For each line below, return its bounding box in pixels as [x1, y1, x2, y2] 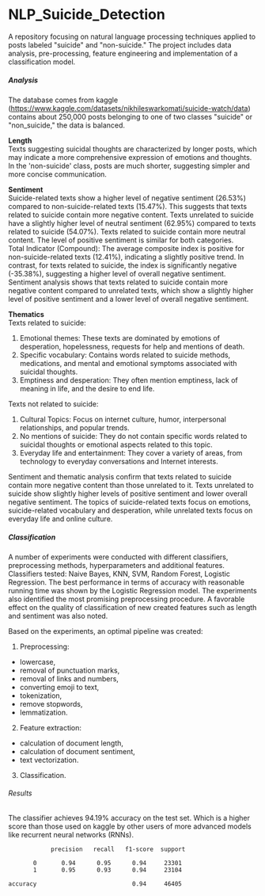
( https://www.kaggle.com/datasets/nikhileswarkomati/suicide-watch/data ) [8, 103, 251, 112]
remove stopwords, [19, 699, 83, 708]
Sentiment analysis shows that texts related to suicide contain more [8, 277, 228, 287]
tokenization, [19, 691, 62, 700]
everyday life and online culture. [8, 513, 113, 524]
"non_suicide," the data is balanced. [8, 120, 125, 130]
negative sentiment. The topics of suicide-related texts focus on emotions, [8, 497, 252, 506]
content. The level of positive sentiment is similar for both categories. [8, 235, 234, 245]
